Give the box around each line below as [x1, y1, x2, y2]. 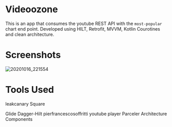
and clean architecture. [5, 31, 54, 37]
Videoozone [5, 4, 58, 15]
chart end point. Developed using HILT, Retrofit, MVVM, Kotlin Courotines [5, 26, 161, 32]
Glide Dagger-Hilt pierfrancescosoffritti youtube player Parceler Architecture [5, 111, 167, 117]
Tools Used [5, 84, 54, 95]
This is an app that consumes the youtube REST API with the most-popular [5, 20, 162, 27]
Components [5, 116, 33, 122]
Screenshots [5, 49, 61, 61]
